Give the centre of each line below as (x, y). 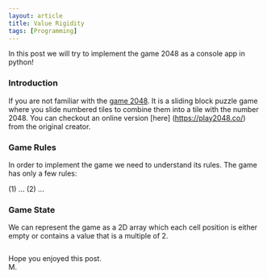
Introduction (33, 83)
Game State (32, 210)
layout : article (35, 16)
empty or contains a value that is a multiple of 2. (88, 236)
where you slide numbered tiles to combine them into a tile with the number (134, 109)
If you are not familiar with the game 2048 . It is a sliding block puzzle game (133, 101)
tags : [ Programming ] (43, 31)
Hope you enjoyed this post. (55, 259)
